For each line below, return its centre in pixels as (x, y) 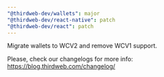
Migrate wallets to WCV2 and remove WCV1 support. (82, 46)
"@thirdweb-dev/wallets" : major (53, 13)
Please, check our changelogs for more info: (70, 59)
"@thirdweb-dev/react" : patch (51, 26)
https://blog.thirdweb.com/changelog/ (61, 67)
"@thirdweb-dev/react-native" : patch (61, 20)
